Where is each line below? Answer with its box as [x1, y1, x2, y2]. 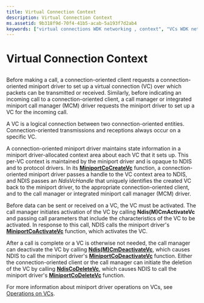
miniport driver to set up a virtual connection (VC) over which [28, 83, 182, 90]
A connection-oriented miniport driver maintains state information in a [6, 145, 181, 152]
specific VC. [6, 133, 37, 140]
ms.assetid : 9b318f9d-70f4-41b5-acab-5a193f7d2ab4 [6, 20, 137, 26]
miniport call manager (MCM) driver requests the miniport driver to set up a [6, 101, 195, 109]
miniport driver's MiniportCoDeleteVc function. [6, 271, 126, 279]
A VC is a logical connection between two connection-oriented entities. [6, 120, 185, 128]
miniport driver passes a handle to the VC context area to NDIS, [28, 171, 188, 178]
